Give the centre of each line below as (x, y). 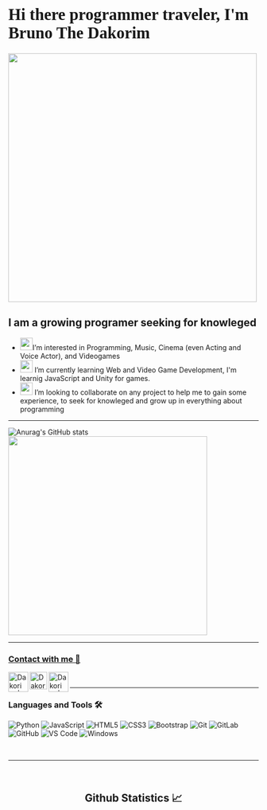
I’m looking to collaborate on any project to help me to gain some (141, 392)
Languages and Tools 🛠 (56, 704)
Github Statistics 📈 (133, 798)
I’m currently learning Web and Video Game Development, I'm (135, 370)
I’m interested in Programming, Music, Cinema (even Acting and (137, 347)
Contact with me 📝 (44, 659)
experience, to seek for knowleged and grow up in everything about (131, 400)
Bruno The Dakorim (79, 33)
